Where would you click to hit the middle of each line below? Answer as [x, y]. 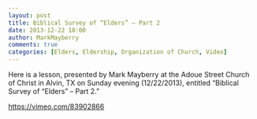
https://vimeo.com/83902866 [56, 106]
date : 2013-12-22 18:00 [47, 30]
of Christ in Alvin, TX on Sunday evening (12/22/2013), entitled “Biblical [123, 83]
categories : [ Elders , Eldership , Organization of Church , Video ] [117, 52]
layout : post [30, 15]
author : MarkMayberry [44, 37]
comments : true [33, 45]
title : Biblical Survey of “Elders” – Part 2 [84, 23]
